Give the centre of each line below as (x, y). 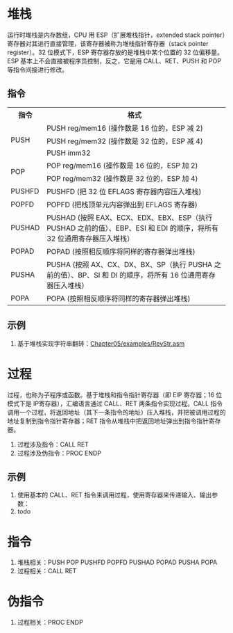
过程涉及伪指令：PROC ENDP (59, 453)
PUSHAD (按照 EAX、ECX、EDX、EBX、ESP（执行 (129, 218)
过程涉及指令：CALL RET (53, 444)
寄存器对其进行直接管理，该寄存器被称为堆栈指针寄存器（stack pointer (108, 43)
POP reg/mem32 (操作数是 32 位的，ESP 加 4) (122, 178)
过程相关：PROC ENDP (50, 623)
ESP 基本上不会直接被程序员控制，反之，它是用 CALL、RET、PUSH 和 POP (114, 61)
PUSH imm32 (69, 152)
